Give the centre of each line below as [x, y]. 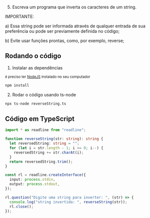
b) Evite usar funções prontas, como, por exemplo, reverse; [65, 41]
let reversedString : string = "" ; [44, 144]
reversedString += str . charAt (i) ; [49, 153]
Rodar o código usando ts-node [44, 94]
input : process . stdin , [32, 180]
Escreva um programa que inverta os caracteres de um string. [74, 7]
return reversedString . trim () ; [41, 162]
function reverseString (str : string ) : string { [54, 139]
